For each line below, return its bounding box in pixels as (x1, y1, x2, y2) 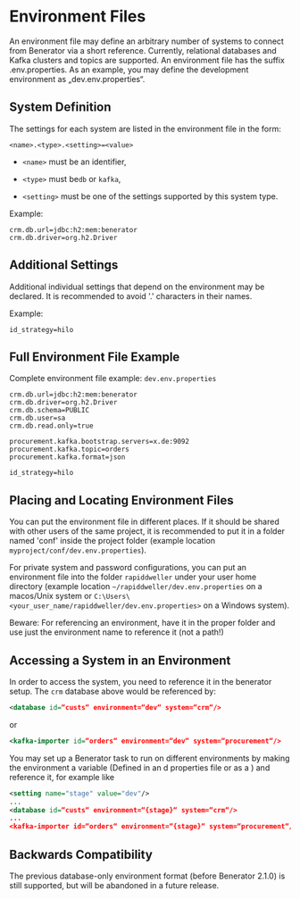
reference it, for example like (9, 771, 115, 782)
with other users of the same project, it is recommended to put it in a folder (9, 526, 286, 537)
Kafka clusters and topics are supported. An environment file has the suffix (9, 54, 286, 65)
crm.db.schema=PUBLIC (9, 406, 90, 415)
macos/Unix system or (9, 591, 92, 602)
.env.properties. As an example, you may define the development (9, 64, 249, 75)
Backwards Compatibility (9, 846, 154, 862)
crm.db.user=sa (9, 413, 66, 423)
